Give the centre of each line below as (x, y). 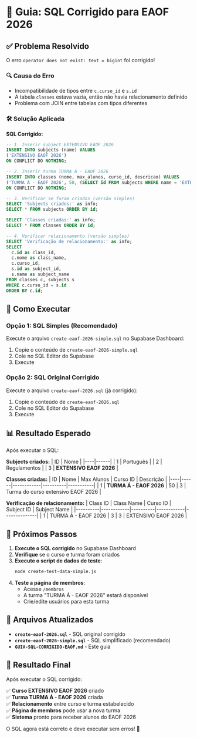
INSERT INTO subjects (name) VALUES (51, 150)
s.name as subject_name (40, 274)
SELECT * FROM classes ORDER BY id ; (51, 225)
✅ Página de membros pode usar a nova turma (63, 710)
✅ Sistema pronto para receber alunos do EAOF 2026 (71, 717)
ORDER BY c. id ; (25, 291)
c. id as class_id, (34, 252)
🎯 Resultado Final (38, 665)
